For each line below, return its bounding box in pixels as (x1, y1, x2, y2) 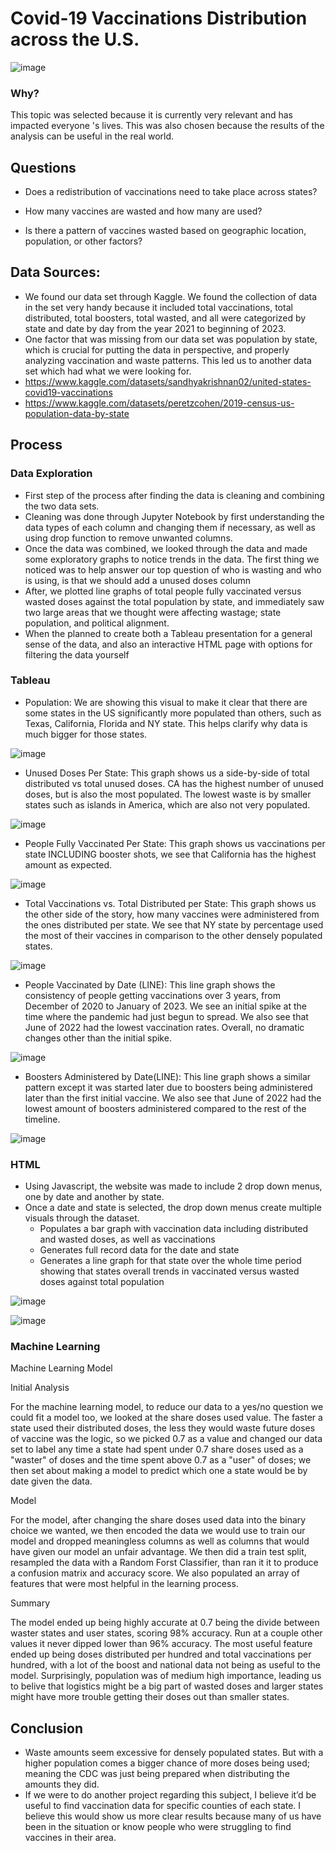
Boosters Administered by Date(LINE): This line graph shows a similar (24, 1070, 312, 1082)
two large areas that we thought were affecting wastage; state (24, 606, 282, 618)
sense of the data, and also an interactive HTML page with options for (24, 638, 313, 650)
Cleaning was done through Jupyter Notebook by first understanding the (24, 510, 325, 522)
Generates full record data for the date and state (39, 1244, 240, 1256)
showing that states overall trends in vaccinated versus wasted (39, 1265, 300, 1277)
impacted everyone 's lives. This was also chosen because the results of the (10, 120, 325, 132)
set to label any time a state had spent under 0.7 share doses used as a (10, 1443, 304, 1456)
